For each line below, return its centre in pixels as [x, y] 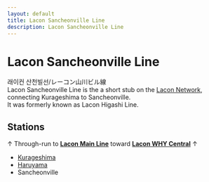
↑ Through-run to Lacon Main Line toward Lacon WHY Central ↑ [102, 144]
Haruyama [32, 165]
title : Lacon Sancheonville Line [56, 20]
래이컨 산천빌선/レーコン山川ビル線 [57, 82]
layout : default [31, 14]
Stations [26, 127]
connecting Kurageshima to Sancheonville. [69, 97]
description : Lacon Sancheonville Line [66, 27]
